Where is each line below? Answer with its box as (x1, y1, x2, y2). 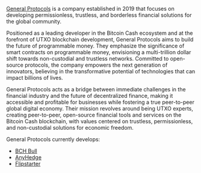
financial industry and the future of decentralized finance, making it (6, 93, 173, 99)
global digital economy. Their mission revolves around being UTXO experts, (6, 105, 194, 112)
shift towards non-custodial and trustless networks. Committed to (6, 55, 169, 62)
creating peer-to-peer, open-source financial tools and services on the (6, 111, 182, 118)
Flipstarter (14, 160, 41, 167)
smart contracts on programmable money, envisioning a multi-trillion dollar (6, 49, 191, 56)
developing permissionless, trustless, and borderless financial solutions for (6, 11, 192, 19)
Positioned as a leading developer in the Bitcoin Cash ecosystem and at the (6, 29, 193, 37)
